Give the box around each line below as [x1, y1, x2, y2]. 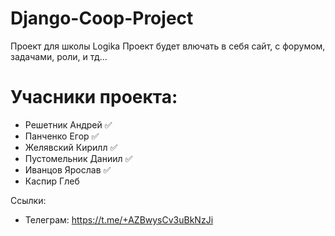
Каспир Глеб [24, 175, 80, 187]
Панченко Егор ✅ [24, 130, 100, 142]
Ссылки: [10, 194, 47, 206]
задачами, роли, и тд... [10, 50, 108, 62]
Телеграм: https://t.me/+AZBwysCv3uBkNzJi [24, 213, 214, 226]
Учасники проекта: [10, 86, 178, 109]
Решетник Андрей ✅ [24, 118, 113, 131]
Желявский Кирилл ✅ [24, 141, 118, 153]
